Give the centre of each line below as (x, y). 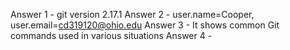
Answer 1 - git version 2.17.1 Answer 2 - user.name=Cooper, (132, 14)
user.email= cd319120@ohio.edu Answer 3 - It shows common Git (145, 25)
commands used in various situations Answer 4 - (111, 35)
